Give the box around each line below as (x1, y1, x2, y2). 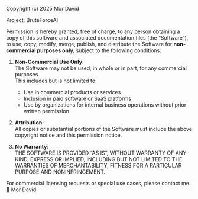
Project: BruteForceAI (6, 17, 59, 23)
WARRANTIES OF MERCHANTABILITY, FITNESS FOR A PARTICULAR (14, 162, 182, 169)
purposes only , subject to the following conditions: (37, 47, 161, 54)
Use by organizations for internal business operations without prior (23, 101, 187, 108)
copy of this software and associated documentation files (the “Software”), (6, 34, 189, 41)
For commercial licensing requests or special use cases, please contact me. (6, 180, 191, 187)
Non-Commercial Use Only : (14, 59, 84, 65)
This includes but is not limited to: (14, 77, 97, 84)
